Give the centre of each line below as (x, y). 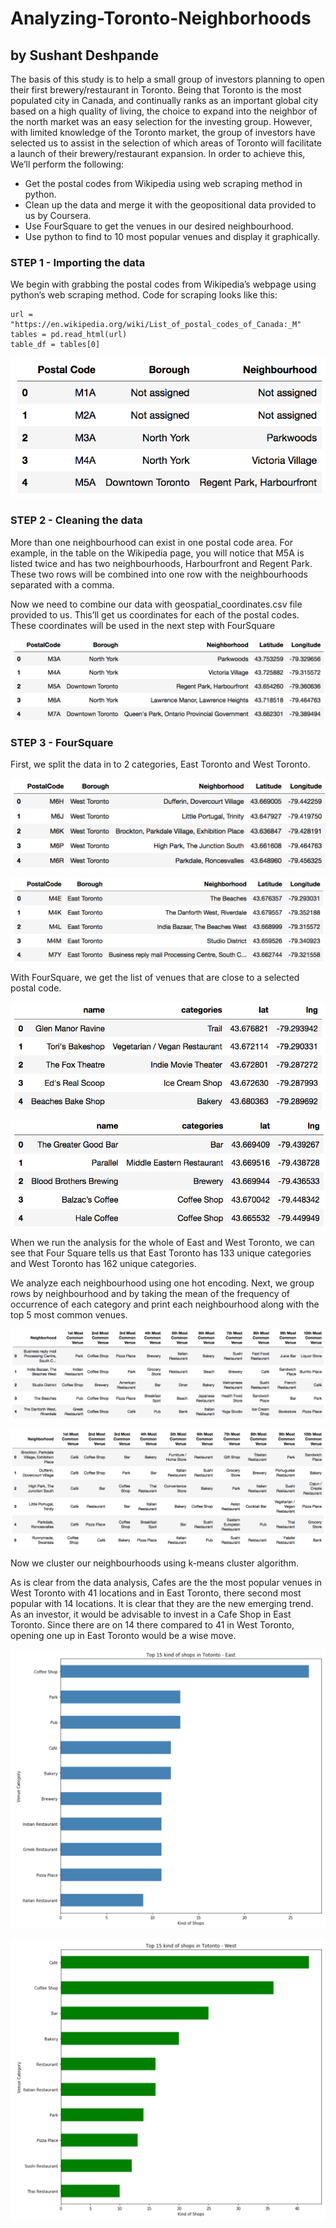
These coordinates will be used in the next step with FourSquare (143, 625)
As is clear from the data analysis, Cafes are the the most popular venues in (166, 1583)
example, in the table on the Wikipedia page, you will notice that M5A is (157, 553)
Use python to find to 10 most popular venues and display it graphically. (172, 236)
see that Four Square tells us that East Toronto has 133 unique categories (161, 1253)
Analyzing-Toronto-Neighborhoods (161, 18)
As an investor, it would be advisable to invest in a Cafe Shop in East (151, 1614)
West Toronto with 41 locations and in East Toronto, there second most (156, 1593)
